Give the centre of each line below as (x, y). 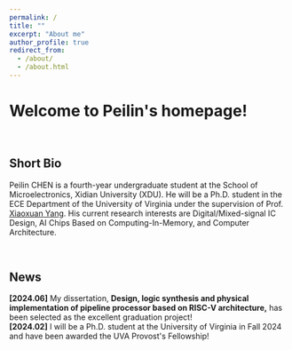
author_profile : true (49, 42)
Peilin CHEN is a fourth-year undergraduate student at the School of (134, 185)
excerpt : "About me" (47, 34)
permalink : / (33, 17)
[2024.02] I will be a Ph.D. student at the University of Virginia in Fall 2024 (146, 327)
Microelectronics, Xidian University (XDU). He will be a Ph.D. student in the (146, 194)
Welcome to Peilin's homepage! (128, 111)
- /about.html (43, 68)
